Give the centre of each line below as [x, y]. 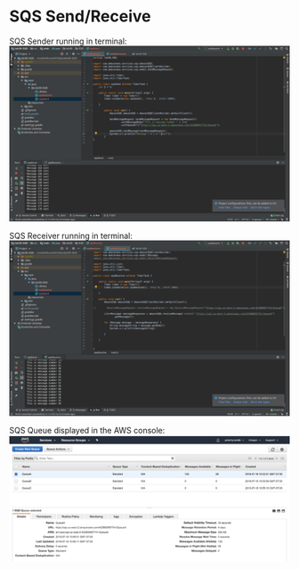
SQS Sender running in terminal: [68, 41]
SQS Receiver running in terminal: [71, 235]
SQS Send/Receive [80, 17]
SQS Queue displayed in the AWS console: [87, 430]
